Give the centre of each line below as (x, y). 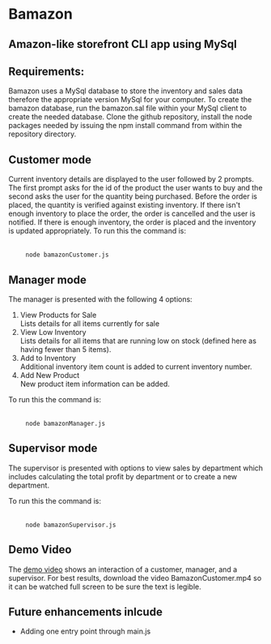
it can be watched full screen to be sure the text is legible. (105, 586)
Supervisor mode (53, 448)
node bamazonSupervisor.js (71, 525)
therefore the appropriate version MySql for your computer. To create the (130, 100)
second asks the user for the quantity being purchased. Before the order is (133, 196)
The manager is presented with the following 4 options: (100, 299)
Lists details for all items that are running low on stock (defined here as (138, 341)
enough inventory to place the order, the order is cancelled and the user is (132, 214)
